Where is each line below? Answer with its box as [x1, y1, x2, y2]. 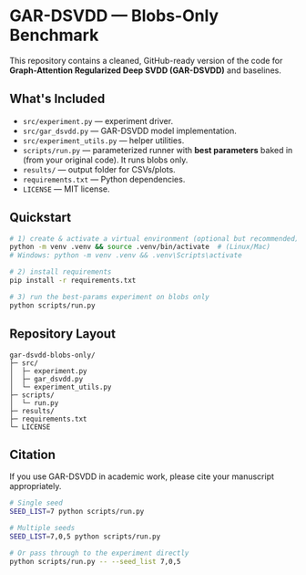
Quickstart [9, 210, 72, 225]
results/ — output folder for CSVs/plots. [22, 163, 176, 174]
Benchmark [9, 25, 99, 46]
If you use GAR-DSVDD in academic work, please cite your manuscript [9, 471, 275, 482]
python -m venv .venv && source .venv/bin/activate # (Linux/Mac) [9, 243, 271, 252]
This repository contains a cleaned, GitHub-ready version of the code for [9, 55, 283, 66]
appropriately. [9, 481, 62, 492]
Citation [9, 446, 56, 462]
